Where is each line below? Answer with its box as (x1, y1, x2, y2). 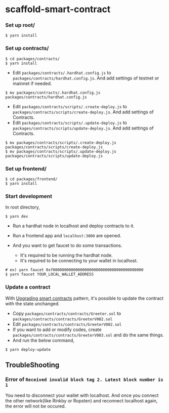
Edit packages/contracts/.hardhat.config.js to (12, 69, 111, 75)
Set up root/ (5, 22, 35, 29)
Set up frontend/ (5, 165, 47, 172)
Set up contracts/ (5, 45, 49, 52)
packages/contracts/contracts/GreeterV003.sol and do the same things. (12, 332, 164, 338)
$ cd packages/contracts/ (5, 56, 60, 61)
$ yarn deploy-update (5, 347, 51, 352)
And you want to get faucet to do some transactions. (12, 242, 122, 249)
